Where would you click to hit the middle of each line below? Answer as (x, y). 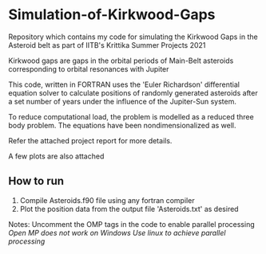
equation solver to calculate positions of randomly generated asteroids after (133, 92)
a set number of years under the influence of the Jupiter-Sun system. (123, 101)
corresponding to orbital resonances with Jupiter (89, 68)
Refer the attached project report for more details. (90, 140)
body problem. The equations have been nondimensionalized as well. (123, 125)
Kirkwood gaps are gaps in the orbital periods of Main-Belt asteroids (121, 61)
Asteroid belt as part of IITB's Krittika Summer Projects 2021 (107, 45)
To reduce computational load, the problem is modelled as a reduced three (131, 116)
